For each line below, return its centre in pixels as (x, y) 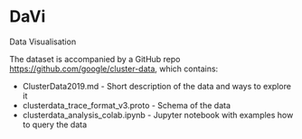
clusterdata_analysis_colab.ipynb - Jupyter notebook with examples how (158, 115)
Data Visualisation (43, 42)
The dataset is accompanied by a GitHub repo (95, 59)
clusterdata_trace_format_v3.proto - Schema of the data (127, 105)
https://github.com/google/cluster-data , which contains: (114, 69)
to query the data (55, 125)
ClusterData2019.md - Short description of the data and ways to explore (157, 86)
